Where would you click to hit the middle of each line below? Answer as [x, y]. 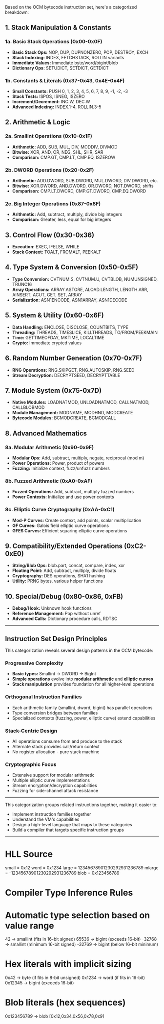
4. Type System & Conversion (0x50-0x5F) [72, 267]
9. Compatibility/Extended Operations [64, 546]
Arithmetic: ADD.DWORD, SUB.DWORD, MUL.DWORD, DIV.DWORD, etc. [85, 180]
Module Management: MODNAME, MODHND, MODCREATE [72, 413]
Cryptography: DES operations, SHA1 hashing [59, 576]
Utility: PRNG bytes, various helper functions [58, 581]
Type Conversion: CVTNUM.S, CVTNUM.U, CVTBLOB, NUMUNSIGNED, [85, 279]
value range [30, 926]
